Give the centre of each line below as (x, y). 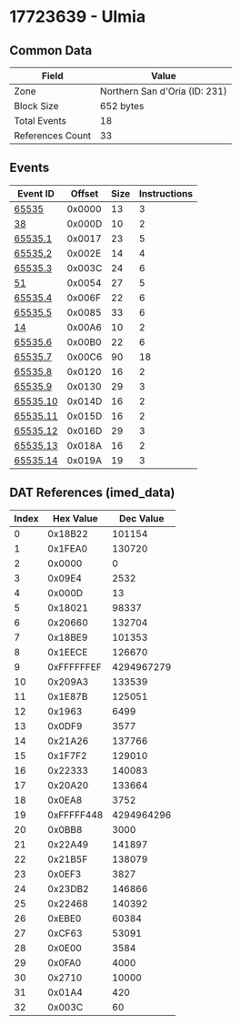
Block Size (36, 106)
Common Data (51, 51)
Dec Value (141, 518)
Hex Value (75, 518)
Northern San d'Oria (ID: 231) (163, 91)
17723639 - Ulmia (78, 17)
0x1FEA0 (68, 548)
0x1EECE (68, 652)
